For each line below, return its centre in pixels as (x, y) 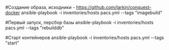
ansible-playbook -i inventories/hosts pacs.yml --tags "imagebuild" (92, 13)
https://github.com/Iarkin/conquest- (114, 7)
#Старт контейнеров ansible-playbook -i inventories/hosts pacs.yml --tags (85, 38)
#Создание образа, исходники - (40, 7)
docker (13, 13)
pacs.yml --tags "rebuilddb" (35, 28)
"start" (12, 43)
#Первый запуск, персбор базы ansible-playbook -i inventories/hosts (79, 22)
